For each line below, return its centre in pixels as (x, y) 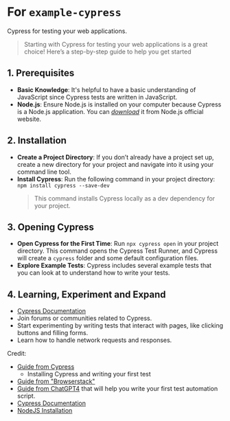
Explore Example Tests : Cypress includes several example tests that (114, 266)
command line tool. (44, 172)
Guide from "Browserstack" (56, 381)
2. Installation (37, 140)
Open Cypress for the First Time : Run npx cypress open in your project (117, 244)
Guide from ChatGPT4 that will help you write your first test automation (117, 389)
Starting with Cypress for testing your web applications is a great (116, 44)
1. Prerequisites (41, 73)
